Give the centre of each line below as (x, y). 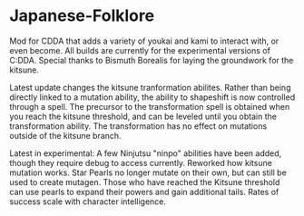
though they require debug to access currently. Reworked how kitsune (141, 162)
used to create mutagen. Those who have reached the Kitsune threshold (145, 182)
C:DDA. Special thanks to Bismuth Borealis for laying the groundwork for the (152, 60)
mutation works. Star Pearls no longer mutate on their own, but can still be (148, 172)
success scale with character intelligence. (88, 201)
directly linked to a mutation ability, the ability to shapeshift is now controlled (152, 97)
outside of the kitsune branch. (65, 135)
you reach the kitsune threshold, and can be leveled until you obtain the (143, 116)
